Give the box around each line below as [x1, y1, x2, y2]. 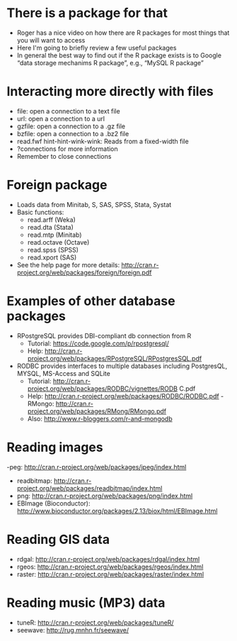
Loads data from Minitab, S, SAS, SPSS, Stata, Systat [16, 200, 172, 208]
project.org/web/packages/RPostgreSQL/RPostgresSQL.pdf [27, 354, 202, 362]
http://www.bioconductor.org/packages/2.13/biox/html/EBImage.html [16, 506, 218, 515]
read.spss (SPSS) [27, 245, 79, 254]
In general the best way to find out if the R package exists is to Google [16, 51, 222, 60]
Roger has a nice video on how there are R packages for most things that [16, 28, 230, 37]
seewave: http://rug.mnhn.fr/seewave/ [16, 625, 129, 634]
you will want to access [16, 35, 86, 44]
